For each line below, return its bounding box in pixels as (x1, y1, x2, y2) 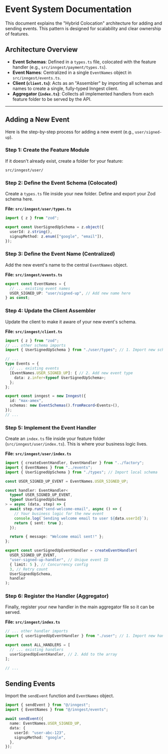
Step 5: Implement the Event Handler (5, 424, 96, 431)
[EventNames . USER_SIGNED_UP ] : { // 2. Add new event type (9, 370, 133, 375)
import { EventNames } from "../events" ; (5, 465, 93, 470)
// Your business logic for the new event (14, 511, 104, 516)
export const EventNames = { (5, 281, 66, 286)
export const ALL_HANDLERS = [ (5, 642, 70, 648)
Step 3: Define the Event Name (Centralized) (5, 250, 115, 257)
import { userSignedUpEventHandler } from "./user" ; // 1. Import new (5, 633, 155, 638)
